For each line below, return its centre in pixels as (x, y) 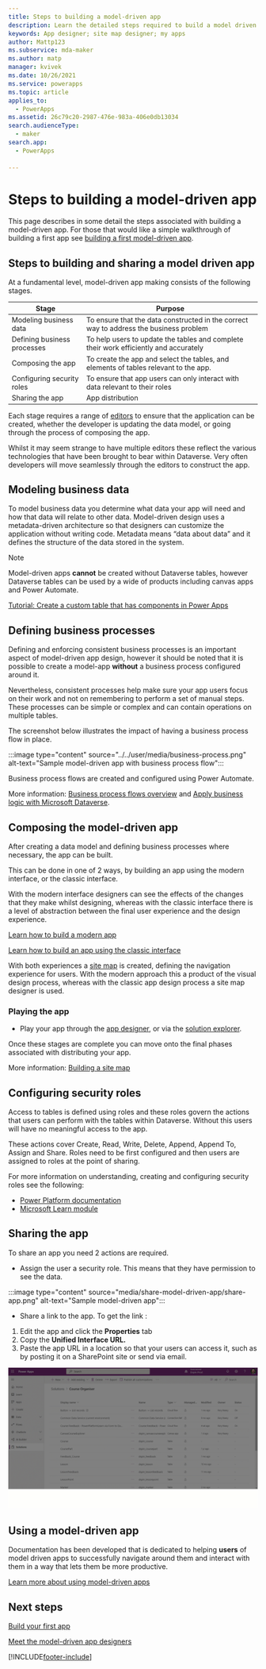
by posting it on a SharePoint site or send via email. (103, 1356)
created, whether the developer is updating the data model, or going (120, 424)
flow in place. (30, 739)
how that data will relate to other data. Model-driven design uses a (117, 517)
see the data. (41, 1276)
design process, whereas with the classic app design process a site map (127, 982)
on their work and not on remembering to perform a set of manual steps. (126, 699)
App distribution (112, 398)
